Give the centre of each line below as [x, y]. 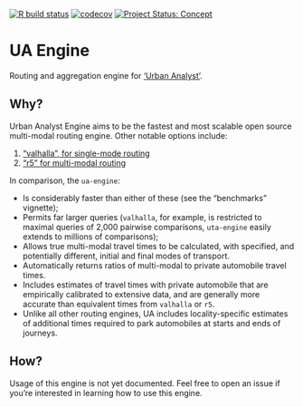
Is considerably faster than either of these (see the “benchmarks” [144, 198]
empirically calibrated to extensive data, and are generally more [141, 294]
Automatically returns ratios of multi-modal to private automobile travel [154, 265]
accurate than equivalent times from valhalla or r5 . [118, 304]
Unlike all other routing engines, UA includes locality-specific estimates [155, 314]
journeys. [40, 333]
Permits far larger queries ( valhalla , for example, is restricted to [142, 217]
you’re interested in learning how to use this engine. [106, 392]
